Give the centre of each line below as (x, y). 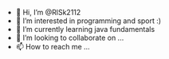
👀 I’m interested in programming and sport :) (88, 21)
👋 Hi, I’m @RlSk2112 (48, 12)
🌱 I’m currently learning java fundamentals (85, 29)
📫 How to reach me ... (53, 47)
